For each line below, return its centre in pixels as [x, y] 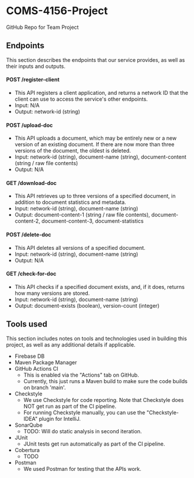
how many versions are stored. [52, 293]
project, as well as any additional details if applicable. [71, 345]
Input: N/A [27, 105]
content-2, [27, 221]
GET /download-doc [32, 183]
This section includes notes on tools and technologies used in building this [97, 338]
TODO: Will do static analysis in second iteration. [83, 431]
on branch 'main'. [45, 387]
